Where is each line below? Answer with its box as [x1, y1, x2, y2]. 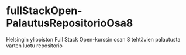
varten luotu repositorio [6, 42, 63, 49]
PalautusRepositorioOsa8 [6, 16, 133, 30]
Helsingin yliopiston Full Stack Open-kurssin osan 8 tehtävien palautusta [6, 36, 181, 43]
